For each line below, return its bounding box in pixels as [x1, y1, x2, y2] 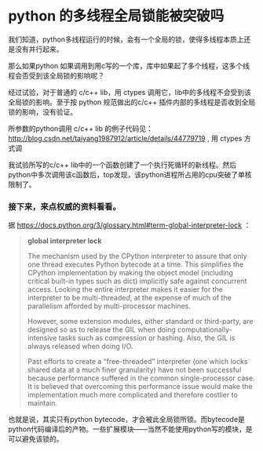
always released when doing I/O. [27, 342, 133, 351]
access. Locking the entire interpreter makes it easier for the [27, 285, 224, 294]
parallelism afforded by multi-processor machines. [27, 301, 191, 311]
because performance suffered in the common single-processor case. [27, 373, 255, 383]
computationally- [177, 325, 233, 334]
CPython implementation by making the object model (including [27, 268, 234, 278]
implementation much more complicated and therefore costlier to [27, 390, 238, 400]
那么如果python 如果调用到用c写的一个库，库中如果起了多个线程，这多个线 [8, 60, 250, 71]
